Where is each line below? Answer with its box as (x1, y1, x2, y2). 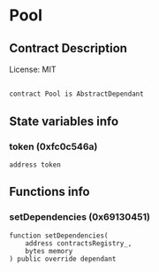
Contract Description (9, 41, 128, 56)
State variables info (9, 113, 119, 128)
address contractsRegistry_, (25, 238, 132, 248)
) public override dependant (9, 254, 117, 263)
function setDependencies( (9, 231, 109, 240)
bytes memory (25, 246, 73, 255)
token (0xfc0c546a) (9, 140, 98, 152)
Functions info (9, 184, 90, 199)
